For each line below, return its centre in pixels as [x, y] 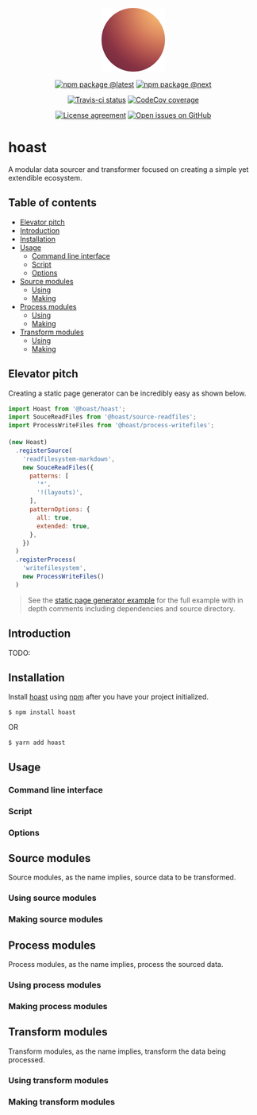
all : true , [55, 517]
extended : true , [63, 526]
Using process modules [55, 984]
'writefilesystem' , [55, 568]
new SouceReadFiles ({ [58, 467]
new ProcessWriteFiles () [63, 577]
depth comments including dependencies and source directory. [131, 608]
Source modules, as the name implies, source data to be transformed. [122, 877]
